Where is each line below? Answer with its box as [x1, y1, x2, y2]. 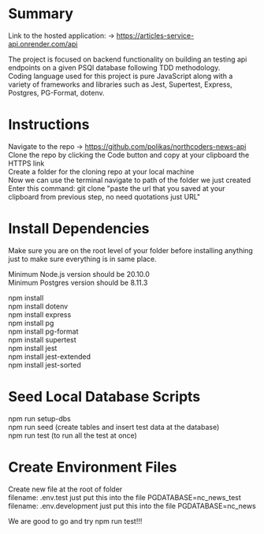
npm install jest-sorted [8, 360, 81, 369]
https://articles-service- [116, 31, 195, 40]
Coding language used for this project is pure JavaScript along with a [8, 71, 233, 80]
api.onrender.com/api [8, 39, 78, 48]
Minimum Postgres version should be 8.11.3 [8, 278, 148, 287]
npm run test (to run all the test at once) [8, 431, 138, 440]
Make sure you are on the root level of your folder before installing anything [8, 245, 254, 255]
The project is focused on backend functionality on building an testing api [8, 54, 247, 64]
